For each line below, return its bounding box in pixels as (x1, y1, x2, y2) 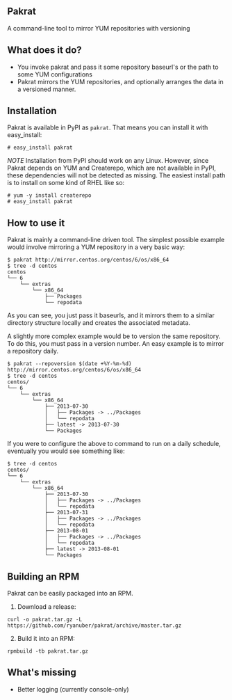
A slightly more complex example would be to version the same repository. (7, 332, 221, 340)
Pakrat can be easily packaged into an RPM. (7, 589, 133, 598)
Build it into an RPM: (17, 635, 75, 643)
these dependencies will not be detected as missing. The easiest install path (7, 171, 226, 180)
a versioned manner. (17, 85, 76, 93)
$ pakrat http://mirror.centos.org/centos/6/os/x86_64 (7, 257, 169, 264)
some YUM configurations (17, 70, 92, 79)
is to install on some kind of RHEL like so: (7, 179, 125, 187)
